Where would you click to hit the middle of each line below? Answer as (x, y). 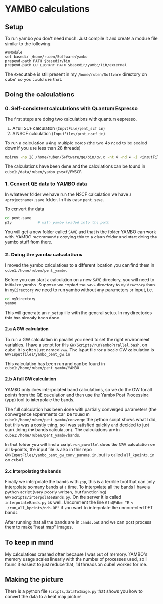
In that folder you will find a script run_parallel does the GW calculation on (80, 445)
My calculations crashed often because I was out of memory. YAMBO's (76, 554)
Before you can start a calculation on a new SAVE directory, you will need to (80, 279)
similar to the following (28, 44)
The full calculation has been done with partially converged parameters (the (81, 409)
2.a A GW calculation (27, 329)
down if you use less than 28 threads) (43, 148)
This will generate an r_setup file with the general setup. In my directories (79, 312)
